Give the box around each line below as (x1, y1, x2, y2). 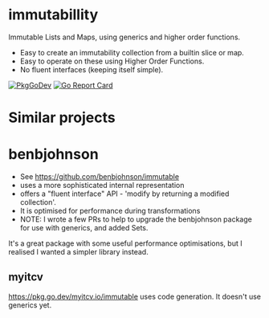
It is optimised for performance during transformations (19, 206, 201, 216)
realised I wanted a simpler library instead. (8, 247, 149, 257)
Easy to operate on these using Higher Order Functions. (19, 56, 205, 66)
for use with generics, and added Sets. (19, 223, 149, 233)
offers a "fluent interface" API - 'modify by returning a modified (19, 189, 230, 198)
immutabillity (8, 6, 99, 24)
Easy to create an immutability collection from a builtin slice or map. (19, 47, 245, 57)
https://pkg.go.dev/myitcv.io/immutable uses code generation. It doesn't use (8, 291, 262, 301)
